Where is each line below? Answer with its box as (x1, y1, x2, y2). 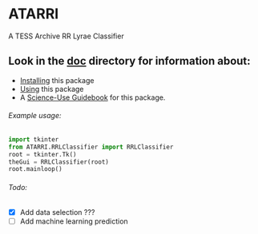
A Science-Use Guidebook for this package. (19, 93, 166, 102)
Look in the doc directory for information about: (8, 54, 251, 68)
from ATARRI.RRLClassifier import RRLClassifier (8, 143, 174, 151)
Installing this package (19, 75, 95, 85)
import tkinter (8, 135, 59, 144)
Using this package (19, 84, 84, 93)
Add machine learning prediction (19, 216, 128, 226)
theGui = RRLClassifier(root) (8, 157, 110, 166)
